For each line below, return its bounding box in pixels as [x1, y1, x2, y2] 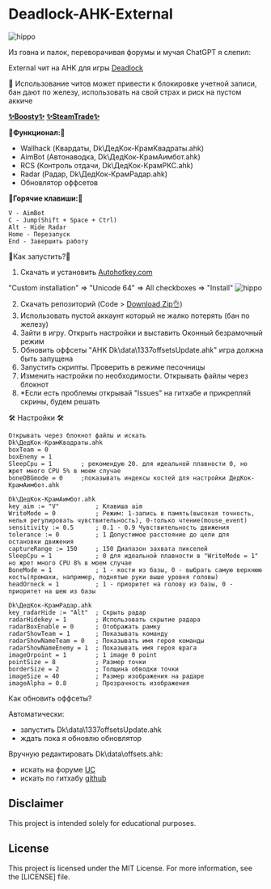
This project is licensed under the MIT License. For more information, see [8, 863, 253, 873]
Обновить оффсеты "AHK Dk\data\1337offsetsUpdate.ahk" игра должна [19, 345, 264, 354]
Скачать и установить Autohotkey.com [19, 267, 153, 277]
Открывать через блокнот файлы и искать [8, 431, 147, 439]
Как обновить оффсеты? [8, 693, 92, 703]
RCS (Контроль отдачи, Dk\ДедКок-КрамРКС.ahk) [19, 160, 194, 170]
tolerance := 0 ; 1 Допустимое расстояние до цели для [8, 531, 230, 539]
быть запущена [19, 353, 74, 363]
